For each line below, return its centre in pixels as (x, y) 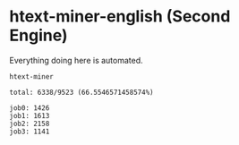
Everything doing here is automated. (76, 60)
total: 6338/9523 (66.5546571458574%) (81, 92)
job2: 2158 (30, 124)
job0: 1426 (30, 108)
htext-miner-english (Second (120, 17)
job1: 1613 (30, 115)
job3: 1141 (30, 132)
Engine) (39, 35)
